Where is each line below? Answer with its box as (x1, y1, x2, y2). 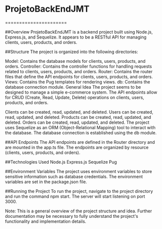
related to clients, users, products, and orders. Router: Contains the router (5, 68, 153, 74)
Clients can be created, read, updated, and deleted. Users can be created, (5, 109, 154, 115)
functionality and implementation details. (5, 218, 86, 224)
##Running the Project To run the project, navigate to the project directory (5, 188, 153, 194)
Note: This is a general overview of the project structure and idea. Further (5, 208, 152, 214)
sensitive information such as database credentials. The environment (5, 173, 143, 179)
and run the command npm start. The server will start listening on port (5, 193, 146, 199)
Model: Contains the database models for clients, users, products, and (5, 58, 146, 64)
